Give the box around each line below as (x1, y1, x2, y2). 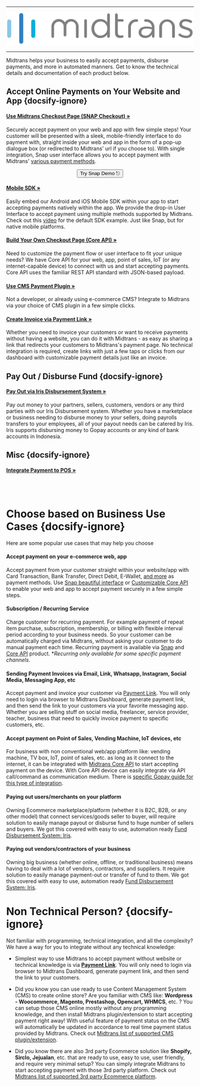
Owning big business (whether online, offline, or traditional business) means (6, 858, 193, 866)
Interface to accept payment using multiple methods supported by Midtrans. (6, 210, 193, 217)
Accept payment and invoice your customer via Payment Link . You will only (6, 690, 190, 697)
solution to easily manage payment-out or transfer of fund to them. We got (6, 871, 189, 878)
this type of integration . (6, 780, 64, 787)
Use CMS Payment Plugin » (6, 282, 76, 289)
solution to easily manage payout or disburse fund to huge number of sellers (6, 819, 194, 826)
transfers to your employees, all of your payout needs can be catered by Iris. (6, 420, 194, 427)
